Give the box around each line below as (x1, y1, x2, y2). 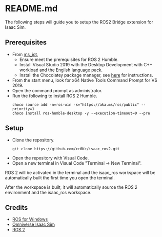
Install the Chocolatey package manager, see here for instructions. (19, 72, 153, 78)
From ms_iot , (12, 51, 39, 57)
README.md (5, 3, 58, 14)
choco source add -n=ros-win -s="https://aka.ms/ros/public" (12, 102, 140, 107)
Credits (5, 203, 28, 212)
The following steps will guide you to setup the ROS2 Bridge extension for (5, 19, 154, 25)
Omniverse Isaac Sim (12, 221, 55, 227)
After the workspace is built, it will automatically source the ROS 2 (5, 184, 138, 190)
